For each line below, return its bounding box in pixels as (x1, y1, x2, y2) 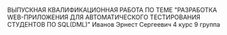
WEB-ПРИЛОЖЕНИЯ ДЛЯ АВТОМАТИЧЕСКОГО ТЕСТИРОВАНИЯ (7, 13, 201, 21)
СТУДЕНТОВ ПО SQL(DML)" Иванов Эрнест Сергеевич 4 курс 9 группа (7, 21, 221, 28)
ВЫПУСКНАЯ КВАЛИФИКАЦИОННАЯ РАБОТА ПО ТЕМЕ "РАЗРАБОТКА (7, 6, 217, 14)
